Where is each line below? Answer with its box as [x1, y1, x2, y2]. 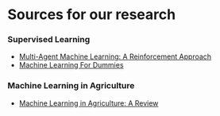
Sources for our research [7, 6, 176, 24]
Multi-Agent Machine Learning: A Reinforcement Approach [18, 52, 212, 61]
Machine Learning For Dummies [18, 60, 124, 70]
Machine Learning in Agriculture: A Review [18, 98, 159, 108]
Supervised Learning [7, 34, 91, 45]
